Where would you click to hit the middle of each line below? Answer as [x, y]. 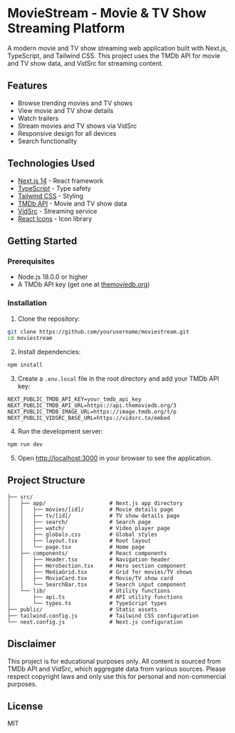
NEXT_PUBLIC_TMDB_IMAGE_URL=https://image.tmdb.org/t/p [92, 412]
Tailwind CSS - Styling [51, 196]
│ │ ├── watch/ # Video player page [89, 528]
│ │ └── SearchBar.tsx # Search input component [97, 584]
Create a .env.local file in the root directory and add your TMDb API [118, 379]
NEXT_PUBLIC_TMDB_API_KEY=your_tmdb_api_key [74, 399]
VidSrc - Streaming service [57, 211]
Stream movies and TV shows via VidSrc [77, 126]
